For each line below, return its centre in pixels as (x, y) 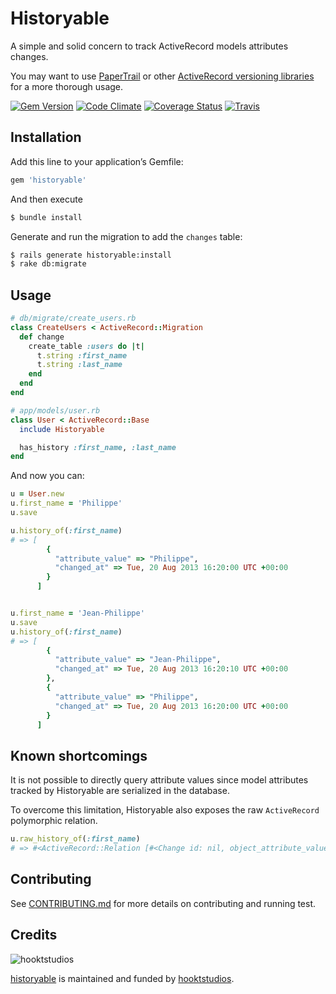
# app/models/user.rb (55, 410)
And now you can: (47, 476)
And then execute (46, 199)
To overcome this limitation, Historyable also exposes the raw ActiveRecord (165, 810)
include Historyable (62, 429)
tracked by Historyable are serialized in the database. (120, 791)
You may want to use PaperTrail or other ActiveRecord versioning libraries (162, 76)
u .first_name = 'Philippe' (66, 503)
